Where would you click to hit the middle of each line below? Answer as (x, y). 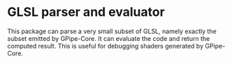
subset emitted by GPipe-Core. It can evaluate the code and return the (109, 38)
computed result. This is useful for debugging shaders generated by (106, 46)
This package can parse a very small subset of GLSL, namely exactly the (112, 31)
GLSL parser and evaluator (86, 12)
